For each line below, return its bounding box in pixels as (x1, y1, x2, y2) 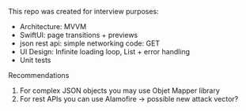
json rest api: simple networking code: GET (19, 39, 161, 48)
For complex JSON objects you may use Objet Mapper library (19, 86, 220, 95)
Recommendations (8, 71, 70, 80)
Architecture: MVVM (19, 22, 87, 31)
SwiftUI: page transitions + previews (19, 31, 138, 39)
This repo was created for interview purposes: (8, 7, 160, 16)
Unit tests (19, 55, 51, 65)
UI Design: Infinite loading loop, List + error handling (19, 47, 191, 56)
